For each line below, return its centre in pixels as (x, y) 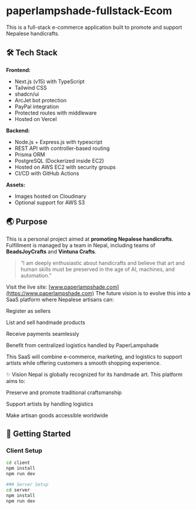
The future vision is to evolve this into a (143, 293)
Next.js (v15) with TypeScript (49, 81)
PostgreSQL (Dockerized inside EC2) (59, 161)
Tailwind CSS (31, 87)
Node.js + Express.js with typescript (59, 142)
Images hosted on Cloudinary (50, 196)
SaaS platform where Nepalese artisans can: (60, 299)
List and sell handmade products (46, 322)
